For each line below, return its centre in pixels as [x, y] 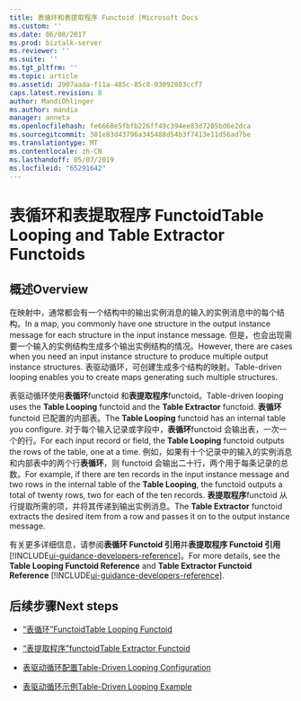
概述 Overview [49, 289]
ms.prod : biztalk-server [56, 43]
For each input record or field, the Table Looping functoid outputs [163, 440]
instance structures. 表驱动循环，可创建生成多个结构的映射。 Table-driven [146, 367]
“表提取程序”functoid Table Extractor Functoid [106, 649]
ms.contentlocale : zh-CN [56, 151]
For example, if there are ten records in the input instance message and [158, 475]
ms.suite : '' [34, 59]
